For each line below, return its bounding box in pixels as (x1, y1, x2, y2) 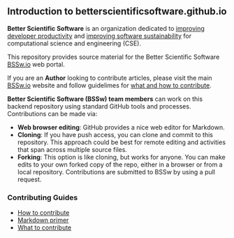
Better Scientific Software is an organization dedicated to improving (7, 24, 205, 32)
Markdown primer (17, 216, 69, 225)
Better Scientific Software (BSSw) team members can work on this (7, 94, 203, 103)
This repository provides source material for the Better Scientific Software (7, 52, 220, 61)
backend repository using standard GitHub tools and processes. (7, 101, 191, 111)
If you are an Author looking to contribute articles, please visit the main (7, 73, 212, 82)
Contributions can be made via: (7, 109, 98, 118)
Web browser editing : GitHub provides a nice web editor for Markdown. (17, 122, 225, 132)
